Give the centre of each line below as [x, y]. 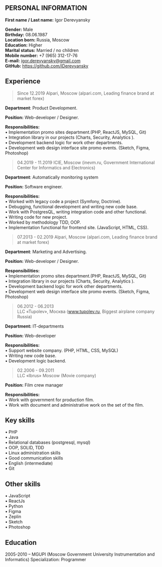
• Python [14, 506]
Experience [23, 81]
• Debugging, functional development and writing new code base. [71, 206]
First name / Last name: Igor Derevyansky [48, 20]
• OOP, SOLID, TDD [25, 448]
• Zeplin [13, 516]
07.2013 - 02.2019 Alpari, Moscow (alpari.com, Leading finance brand [87, 237]
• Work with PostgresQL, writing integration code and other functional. [76, 212]
